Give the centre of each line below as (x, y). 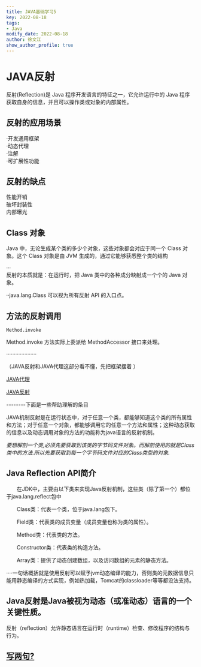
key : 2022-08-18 (26, 17)
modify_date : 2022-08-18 (37, 34)
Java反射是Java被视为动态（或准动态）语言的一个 (99, 601)
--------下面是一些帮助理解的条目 (47, 405)
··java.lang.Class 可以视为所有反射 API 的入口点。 (67, 295)
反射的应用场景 (34, 123)
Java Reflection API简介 (51, 474)
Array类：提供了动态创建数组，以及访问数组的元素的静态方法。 (94, 560)
